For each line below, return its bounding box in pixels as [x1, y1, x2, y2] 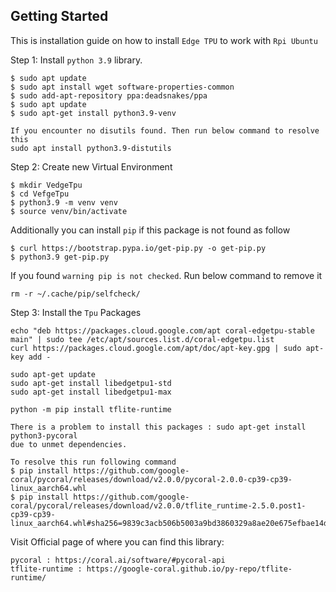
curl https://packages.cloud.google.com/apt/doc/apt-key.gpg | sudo [10, 343, 302, 353]
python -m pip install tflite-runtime [10, 404, 172, 414]
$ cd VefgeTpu [10, 189, 70, 199]
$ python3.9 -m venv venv [10, 197, 118, 208]
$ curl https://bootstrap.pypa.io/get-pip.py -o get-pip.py [10, 243, 267, 253]
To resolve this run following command [10, 457, 177, 467]
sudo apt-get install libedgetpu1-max [10, 387, 172, 397]
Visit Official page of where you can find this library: [10, 535, 225, 548]
